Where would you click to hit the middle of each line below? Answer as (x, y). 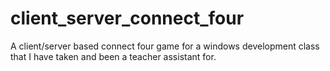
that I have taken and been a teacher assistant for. (113, 56)
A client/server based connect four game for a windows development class (165, 46)
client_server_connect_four (127, 18)
